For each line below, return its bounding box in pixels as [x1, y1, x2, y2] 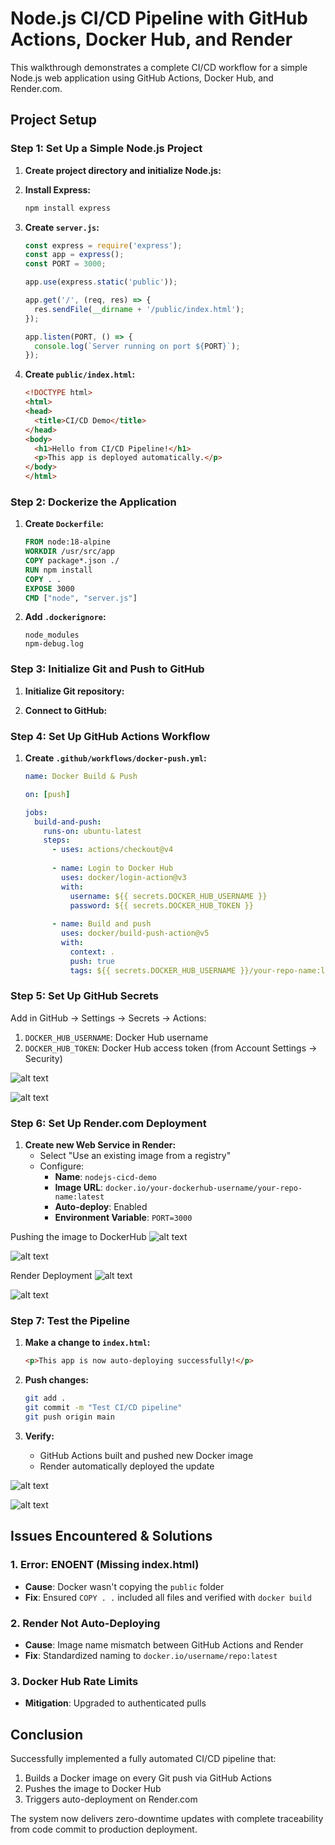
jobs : [24, 807, 48, 817]
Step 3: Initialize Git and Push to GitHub [10, 662, 205, 676]
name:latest [54, 1192, 105, 1202]
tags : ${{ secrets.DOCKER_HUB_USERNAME [69, 965, 237, 976]
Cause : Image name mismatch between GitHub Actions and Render [24, 1638, 304, 1651]
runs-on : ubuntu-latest [43, 826, 142, 836]
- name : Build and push [51, 919, 152, 929]
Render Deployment [10, 1270, 93, 1282]
